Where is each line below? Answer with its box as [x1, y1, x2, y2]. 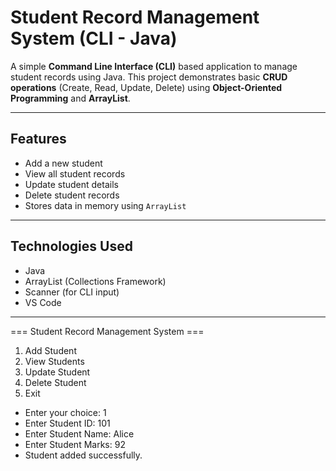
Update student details [24, 178, 119, 190]
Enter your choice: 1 [24, 406, 107, 418]
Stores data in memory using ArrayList [24, 199, 187, 211]
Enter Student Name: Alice [24, 427, 135, 440]
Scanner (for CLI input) [24, 286, 120, 298]
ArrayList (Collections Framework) [24, 275, 167, 287]
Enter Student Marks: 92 [24, 438, 126, 450]
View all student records [24, 167, 126, 180]
